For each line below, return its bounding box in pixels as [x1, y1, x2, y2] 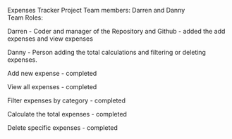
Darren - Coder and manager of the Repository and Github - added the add [7, 27, 226, 35]
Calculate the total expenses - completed [7, 110, 127, 118]
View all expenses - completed [7, 83, 97, 91]
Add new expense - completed [7, 69, 97, 77]
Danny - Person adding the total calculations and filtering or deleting [7, 48, 207, 56]
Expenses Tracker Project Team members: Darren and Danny [7, 6, 185, 14]
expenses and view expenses [7, 34, 94, 43]
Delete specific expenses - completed [7, 124, 118, 132]
